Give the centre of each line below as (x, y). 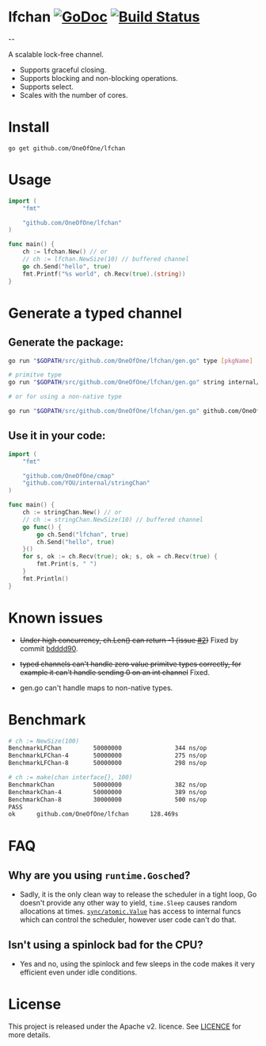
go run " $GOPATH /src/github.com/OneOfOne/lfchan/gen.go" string (116, 382)
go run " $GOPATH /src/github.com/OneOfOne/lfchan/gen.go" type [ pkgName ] (131, 361)
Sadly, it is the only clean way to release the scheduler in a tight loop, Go (138, 894)
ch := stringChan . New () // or (72, 512)
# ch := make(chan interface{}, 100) (70, 778)
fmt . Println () (46, 579)
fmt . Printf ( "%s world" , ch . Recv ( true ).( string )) (104, 274)
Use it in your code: (57, 436)
